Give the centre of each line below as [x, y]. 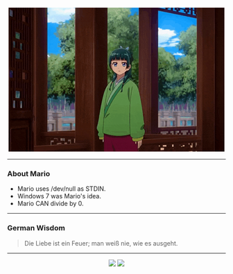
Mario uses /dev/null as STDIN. [61, 189]
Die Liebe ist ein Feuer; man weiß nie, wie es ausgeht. [101, 243]
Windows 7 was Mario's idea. [59, 196]
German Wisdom [36, 228]
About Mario [29, 173]
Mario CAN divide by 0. [51, 204]
